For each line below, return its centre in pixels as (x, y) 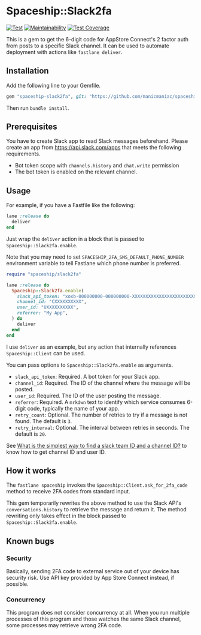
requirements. (23, 154)
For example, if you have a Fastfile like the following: (71, 205)
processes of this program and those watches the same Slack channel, (94, 619)
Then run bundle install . (38, 108)
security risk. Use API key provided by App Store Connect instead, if (90, 578)
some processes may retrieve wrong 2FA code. (64, 625)
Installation (28, 71)
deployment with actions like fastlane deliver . (64, 52)
